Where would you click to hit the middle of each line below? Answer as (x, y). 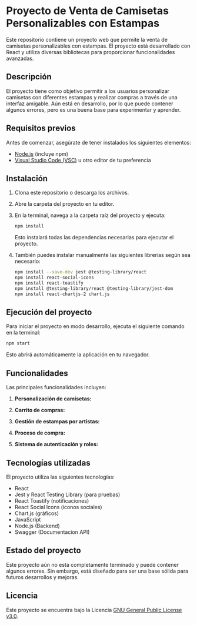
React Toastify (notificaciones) (52, 500)
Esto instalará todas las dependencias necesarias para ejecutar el (94, 238)
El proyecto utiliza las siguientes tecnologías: (60, 477)
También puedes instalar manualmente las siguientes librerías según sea (103, 255)
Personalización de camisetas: (53, 399)
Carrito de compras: (40, 410)
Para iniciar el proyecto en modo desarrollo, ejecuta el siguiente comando (95, 326)
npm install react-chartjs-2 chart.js (62, 294)
